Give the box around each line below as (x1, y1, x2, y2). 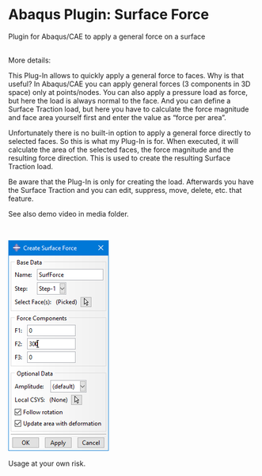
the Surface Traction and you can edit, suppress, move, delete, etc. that (8, 185, 242, 195)
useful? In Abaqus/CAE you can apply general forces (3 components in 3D (8, 79, 251, 89)
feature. (8, 194, 34, 203)
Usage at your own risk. (8, 459, 85, 468)
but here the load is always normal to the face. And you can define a (8, 96, 231, 105)
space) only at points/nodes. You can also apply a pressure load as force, (8, 87, 248, 96)
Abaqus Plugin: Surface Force (8, 6, 210, 24)
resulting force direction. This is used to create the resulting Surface (8, 153, 231, 163)
